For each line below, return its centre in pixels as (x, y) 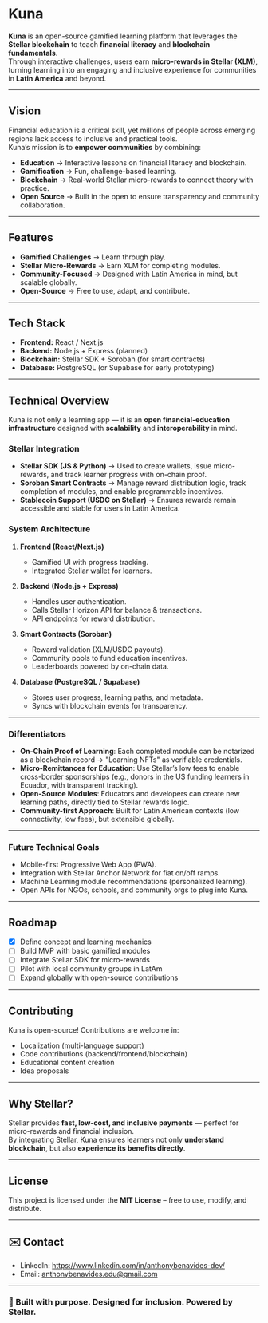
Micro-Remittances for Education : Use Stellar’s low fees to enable (130, 768)
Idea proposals (44, 1071)
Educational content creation (67, 1063)
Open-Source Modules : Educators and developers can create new (130, 794)
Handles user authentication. (79, 601)
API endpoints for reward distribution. (93, 618)
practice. (34, 188)
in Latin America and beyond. (57, 78)
